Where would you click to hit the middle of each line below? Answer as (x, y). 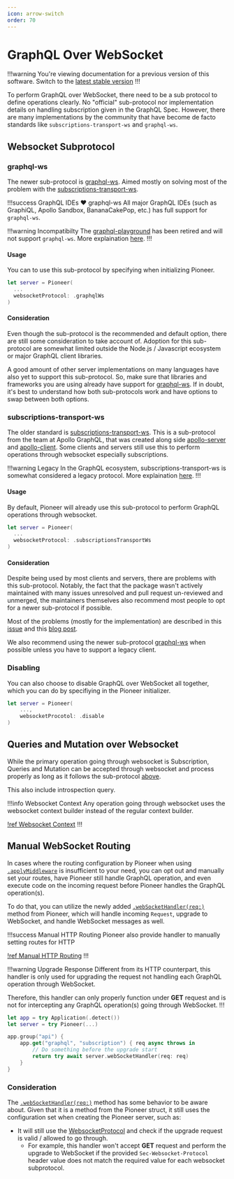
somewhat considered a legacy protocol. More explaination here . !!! (104, 476)
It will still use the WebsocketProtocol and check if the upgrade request (120, 1130)
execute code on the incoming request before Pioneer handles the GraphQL (116, 885)
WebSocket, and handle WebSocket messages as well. (86, 921)
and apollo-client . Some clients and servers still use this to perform (104, 447)
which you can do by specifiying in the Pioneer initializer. (89, 690)
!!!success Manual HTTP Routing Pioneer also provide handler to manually (114, 935)
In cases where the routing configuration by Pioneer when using (100, 863)
